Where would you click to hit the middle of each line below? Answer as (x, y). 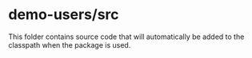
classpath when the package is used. (70, 44)
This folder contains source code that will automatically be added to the (126, 37)
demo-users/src (64, 15)
